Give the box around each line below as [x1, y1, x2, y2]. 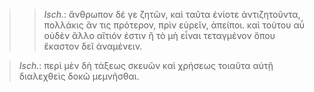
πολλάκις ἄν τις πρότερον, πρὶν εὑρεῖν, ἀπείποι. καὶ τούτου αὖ [43, 19, 305, 31]
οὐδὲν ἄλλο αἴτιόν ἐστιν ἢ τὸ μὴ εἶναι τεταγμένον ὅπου [43, 30, 276, 41]
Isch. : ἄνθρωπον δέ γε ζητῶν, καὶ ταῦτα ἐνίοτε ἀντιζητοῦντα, [43, 9, 301, 20]
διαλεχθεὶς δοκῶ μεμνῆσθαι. [18, 70, 140, 82]
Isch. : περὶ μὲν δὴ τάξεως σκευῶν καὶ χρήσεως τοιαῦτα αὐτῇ [18, 60, 274, 71]
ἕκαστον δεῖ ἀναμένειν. [43, 40, 143, 52]
